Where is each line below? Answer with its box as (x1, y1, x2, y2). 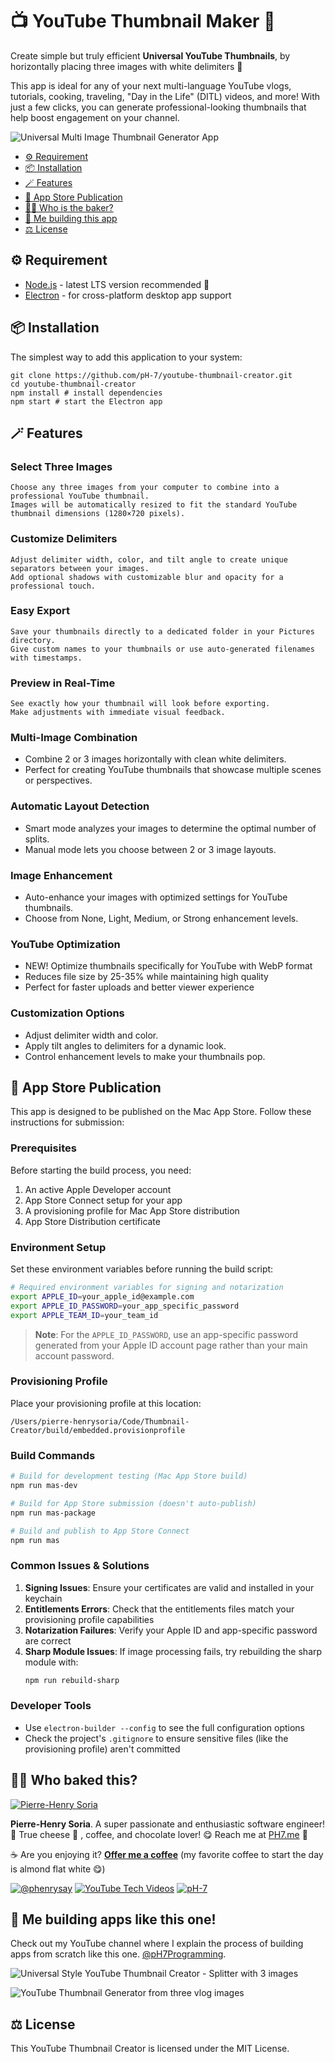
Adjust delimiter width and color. (24, 1029, 159, 1041)
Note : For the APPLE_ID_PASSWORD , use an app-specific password (34, 1328, 299, 1340)
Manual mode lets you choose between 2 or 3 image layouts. (24, 843, 277, 855)
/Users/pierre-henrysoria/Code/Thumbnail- (10, 1416, 190, 1427)
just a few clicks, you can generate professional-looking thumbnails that (10, 101, 307, 113)
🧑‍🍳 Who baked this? (10, 1772, 138, 1789)
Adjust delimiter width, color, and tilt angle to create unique (10, 554, 288, 565)
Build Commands (10, 1448, 96, 1462)
